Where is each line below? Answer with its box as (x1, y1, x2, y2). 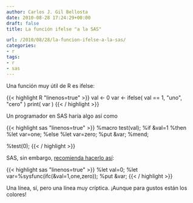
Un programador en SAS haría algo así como (6, 112, 118, 119)
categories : (6, 43, 36, 49)
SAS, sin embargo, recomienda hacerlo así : (6, 154, 114, 162)
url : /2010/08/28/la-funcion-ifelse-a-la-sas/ (6, 37, 126, 43)
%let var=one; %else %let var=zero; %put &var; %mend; (6, 130, 149, 138)
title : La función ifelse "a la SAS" (6, 26, 102, 32)
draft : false (6, 20, 39, 26)
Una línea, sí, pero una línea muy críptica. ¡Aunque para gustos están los (6, 184, 188, 191)
